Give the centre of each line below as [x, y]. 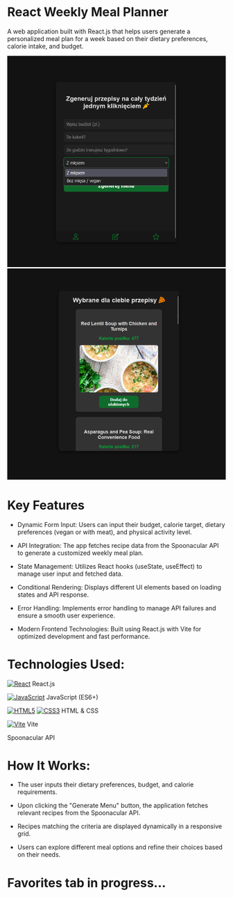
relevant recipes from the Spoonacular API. [79, 813]
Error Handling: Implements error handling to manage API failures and [116, 608]
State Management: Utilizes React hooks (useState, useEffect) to [110, 566]
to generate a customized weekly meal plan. [80, 553]
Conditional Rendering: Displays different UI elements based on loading [119, 587]
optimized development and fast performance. [84, 636]
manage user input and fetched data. [70, 574]
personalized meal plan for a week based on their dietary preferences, [107, 38]
